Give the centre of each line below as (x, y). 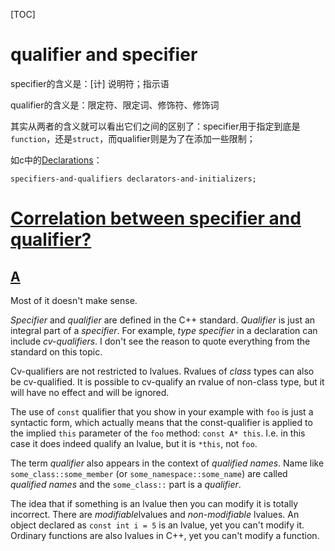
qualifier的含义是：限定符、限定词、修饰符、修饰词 (115, 105)
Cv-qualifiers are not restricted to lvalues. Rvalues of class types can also (162, 371)
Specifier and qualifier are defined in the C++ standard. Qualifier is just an (163, 320)
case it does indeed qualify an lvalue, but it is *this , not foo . (134, 443)
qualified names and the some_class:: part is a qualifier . (126, 484)
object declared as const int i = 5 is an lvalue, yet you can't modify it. (157, 525)
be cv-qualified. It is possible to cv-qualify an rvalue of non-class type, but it (167, 381)
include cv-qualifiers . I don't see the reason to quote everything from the (160, 341)
